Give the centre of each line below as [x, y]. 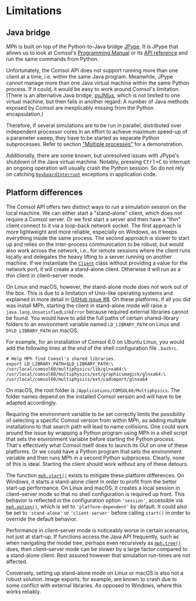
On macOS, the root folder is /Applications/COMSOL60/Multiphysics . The [93, 390]
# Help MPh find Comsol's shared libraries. [61, 359]
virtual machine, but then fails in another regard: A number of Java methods [97, 102]
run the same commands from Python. [52, 59]
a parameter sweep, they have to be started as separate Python [83, 138]
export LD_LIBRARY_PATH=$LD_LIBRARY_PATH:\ [60, 364]
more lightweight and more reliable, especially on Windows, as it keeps [92, 232]
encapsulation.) [25, 114]
